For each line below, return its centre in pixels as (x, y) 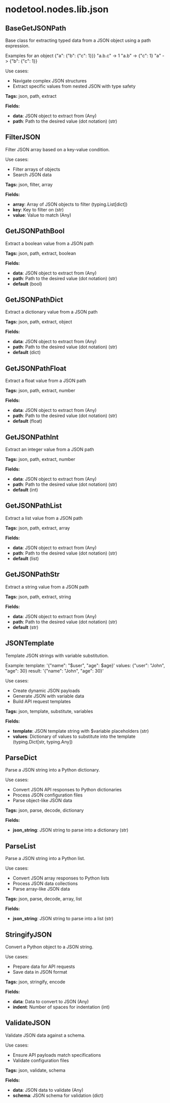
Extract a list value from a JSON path (44, 518)
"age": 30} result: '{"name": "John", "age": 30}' (54, 671)
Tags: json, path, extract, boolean (41, 253)
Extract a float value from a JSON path (46, 381)
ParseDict (21, 757)
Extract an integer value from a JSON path (50, 450)
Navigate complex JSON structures (50, 81)
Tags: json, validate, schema (35, 1070)
